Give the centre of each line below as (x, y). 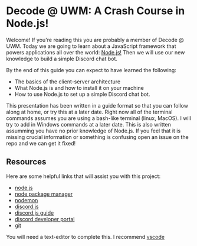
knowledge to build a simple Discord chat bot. (62, 59)
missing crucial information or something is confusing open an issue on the (97, 137)
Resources (26, 162)
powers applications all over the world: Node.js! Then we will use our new (96, 52)
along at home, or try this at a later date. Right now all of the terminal (89, 112)
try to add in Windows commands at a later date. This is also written (88, 124)
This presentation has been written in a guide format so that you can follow (97, 105)
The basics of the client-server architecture (68, 82)
